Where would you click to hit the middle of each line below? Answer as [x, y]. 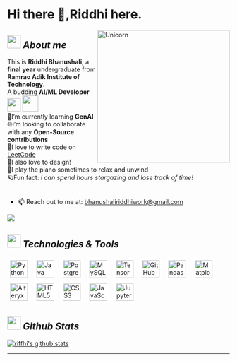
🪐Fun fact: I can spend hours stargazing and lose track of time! [101, 177]
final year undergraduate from [52, 69]
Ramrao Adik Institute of [43, 77]
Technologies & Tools [71, 244]
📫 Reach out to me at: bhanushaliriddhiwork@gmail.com [100, 202]
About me [44, 45]
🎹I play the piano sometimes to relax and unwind [78, 170]
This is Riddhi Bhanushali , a [48, 62]
